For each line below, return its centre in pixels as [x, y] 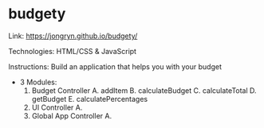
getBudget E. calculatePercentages [90, 99]
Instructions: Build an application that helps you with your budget [115, 66]
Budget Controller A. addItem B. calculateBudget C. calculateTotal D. [144, 90]
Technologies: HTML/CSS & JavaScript [73, 51]
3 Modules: [38, 82]
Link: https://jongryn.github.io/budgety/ [73, 36]
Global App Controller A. [72, 115]
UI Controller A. [57, 107]
